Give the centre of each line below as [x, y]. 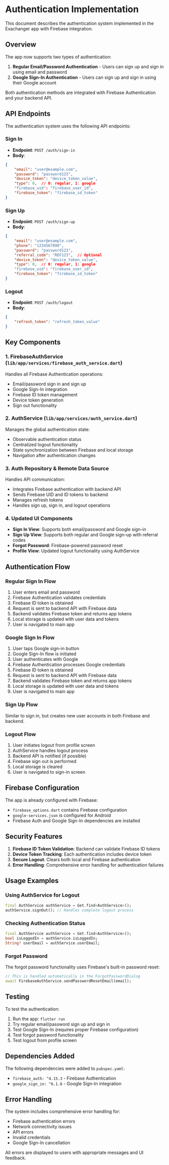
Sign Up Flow [22, 705]
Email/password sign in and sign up [49, 384]
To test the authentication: [32, 1009]
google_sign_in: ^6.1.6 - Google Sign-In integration [67, 1084]
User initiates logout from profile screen [54, 745]
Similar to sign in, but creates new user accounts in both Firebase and [77, 715]
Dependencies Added [40, 1056]
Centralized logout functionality [45, 444]
